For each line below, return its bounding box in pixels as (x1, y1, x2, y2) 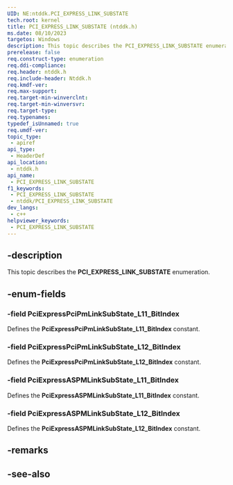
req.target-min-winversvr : (7, 101, 85, 108)
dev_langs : (7, 205, 39, 212)
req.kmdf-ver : (7, 81, 49, 88)
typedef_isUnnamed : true (7, 120, 79, 127)
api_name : (7, 172, 36, 179)
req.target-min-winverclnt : (7, 95, 89, 102)
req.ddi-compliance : (7, 62, 67, 69)
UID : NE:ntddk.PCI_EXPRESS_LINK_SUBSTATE (7, 10, 129, 17)
